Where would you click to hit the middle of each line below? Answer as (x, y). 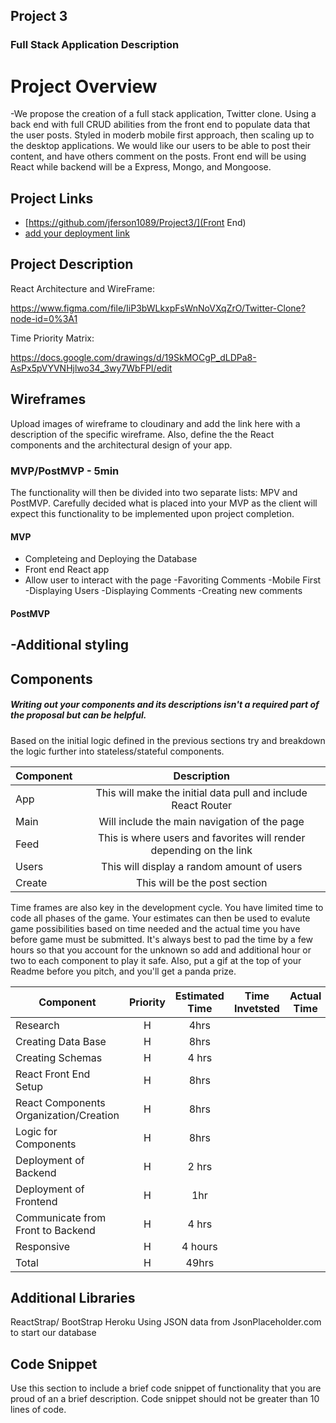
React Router (202, 805)
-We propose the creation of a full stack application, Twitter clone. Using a (163, 114)
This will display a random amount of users (202, 866)
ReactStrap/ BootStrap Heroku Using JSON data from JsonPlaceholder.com (166, 1322)
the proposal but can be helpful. (78, 715)
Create (31, 882)
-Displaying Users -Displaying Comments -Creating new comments (163, 591)
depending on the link (201, 850)
